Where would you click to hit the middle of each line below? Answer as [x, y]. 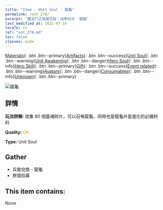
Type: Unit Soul [21, 142]
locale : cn [16, 28]
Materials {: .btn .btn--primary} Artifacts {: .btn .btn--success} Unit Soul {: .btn [82, 55]
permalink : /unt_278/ [27, 14]
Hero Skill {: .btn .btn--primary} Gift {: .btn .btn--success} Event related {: [86, 66]
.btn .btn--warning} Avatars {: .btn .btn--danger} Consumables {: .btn [73, 71]
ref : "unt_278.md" [24, 32]
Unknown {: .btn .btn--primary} [46, 76]
